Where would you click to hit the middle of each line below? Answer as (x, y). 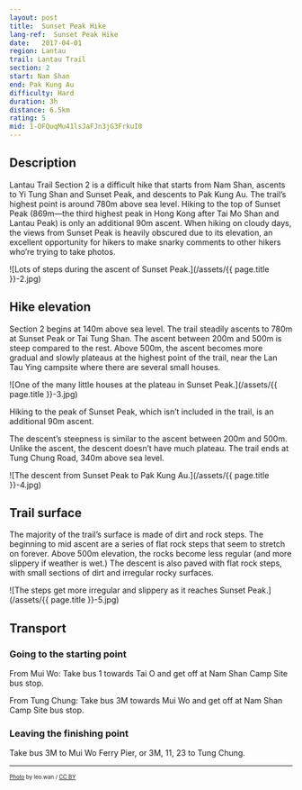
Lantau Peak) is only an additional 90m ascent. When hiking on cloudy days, (151, 222)
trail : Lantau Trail (48, 59)
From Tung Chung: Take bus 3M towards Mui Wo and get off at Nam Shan (146, 701)
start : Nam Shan (40, 77)
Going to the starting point (68, 654)
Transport (38, 628)
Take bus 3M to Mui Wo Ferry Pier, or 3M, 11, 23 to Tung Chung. (127, 753)
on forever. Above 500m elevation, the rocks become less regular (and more (151, 554)
